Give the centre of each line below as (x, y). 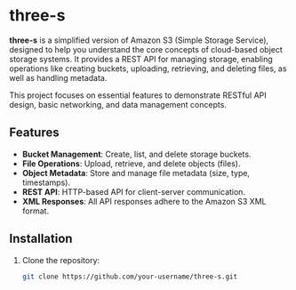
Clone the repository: (61, 260)
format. (36, 211)
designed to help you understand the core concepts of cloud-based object (146, 49)
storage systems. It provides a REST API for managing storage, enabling (141, 59)
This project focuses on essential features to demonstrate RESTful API (138, 95)
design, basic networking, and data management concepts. (118, 104)
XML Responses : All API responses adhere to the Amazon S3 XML (144, 201)
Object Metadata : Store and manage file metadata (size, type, (136, 173)
